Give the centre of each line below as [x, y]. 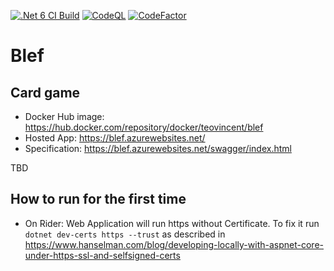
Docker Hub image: [64, 116]
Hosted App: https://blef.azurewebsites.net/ [115, 138]
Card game [45, 92]
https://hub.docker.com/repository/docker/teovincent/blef [144, 127]
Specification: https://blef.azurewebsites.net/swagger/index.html [158, 148]
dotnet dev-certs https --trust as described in [125, 234]
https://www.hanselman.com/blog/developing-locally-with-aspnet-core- [174, 244]
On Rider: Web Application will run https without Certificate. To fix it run [172, 223]
